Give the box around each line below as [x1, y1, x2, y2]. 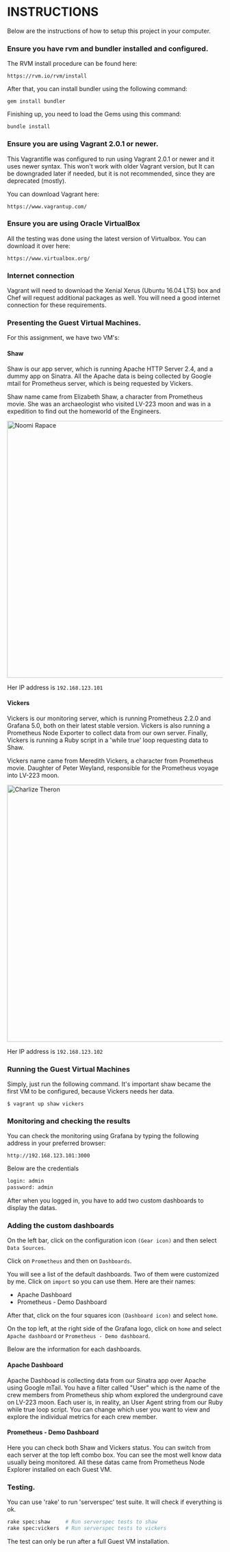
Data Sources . [7, 1244, 46, 1252]
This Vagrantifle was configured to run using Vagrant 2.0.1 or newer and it [7, 155, 214, 163]
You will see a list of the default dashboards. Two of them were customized [7, 1270, 219, 1279]
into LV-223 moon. [7, 771, 60, 779]
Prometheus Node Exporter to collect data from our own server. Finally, [7, 728, 208, 737]
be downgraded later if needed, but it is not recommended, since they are [7, 169, 216, 177]
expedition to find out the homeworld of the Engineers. [7, 407, 162, 415]
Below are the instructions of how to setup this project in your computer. [7, 27, 211, 35]
